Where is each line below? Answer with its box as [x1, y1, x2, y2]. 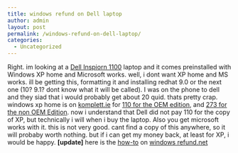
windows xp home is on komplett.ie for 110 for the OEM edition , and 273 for [7, 101, 227, 108]
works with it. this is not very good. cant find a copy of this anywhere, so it [7, 123, 226, 131]
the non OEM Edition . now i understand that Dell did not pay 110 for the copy [7, 108, 231, 116]
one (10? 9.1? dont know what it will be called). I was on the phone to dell [7, 86, 220, 93]
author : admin [7, 17, 50, 24]
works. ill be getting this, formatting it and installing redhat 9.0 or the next [7, 78, 222, 86]
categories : [7, 37, 43, 44]
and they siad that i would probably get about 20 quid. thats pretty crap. [7, 93, 218, 101]
